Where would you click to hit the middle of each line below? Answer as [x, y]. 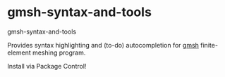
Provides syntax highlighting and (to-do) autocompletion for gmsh [103, 45]
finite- [209, 45]
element [19, 52]
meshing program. [59, 52]
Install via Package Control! [47, 66]
